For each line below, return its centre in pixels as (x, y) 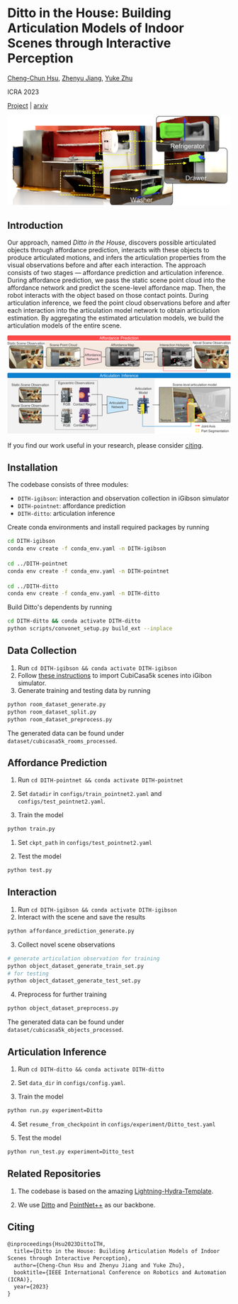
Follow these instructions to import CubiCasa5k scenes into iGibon (115, 675)
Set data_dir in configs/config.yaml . (72, 1082)
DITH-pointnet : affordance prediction (72, 506)
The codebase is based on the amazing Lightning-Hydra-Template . (115, 1191)
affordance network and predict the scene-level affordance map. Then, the (117, 288)
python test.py (30, 871)
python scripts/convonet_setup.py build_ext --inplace (90, 629)
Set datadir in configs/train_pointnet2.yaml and (90, 794)
